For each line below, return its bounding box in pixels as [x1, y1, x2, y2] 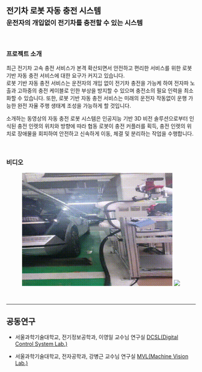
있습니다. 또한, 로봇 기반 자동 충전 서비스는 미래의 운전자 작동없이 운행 [23, 95, 188, 102]
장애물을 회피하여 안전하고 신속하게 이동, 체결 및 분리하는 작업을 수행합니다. [17, 130, 194, 137]
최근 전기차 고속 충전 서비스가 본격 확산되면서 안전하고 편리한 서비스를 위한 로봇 [6, 65, 192, 72]
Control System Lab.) [14, 340, 68, 348]
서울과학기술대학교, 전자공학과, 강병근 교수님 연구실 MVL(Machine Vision [14, 353, 189, 360]
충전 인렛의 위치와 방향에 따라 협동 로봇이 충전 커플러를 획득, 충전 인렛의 [17, 122, 186, 130]
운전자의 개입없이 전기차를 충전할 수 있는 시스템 [6, 19, 143, 27]
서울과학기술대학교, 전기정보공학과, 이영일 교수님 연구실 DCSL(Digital [14, 333, 179, 341]
